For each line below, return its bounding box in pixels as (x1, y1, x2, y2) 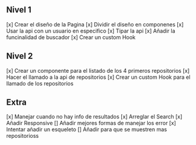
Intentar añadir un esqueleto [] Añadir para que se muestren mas (6, 126, 167, 133)
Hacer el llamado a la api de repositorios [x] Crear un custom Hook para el (6, 73, 191, 81)
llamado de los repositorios (6, 79, 74, 87)
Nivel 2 (6, 51, 33, 61)
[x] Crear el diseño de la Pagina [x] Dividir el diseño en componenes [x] (6, 20, 184, 28)
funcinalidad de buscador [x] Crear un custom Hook (6, 33, 136, 41)
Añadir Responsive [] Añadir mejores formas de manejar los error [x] (6, 120, 176, 127)
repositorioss (6, 132, 39, 140)
